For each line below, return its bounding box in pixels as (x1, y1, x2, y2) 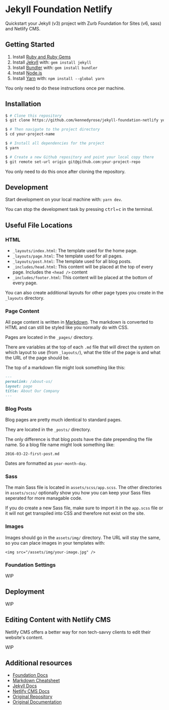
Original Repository (12, 694, 53, 700)
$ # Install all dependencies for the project (5, 141, 105, 146)
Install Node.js (12, 70, 42, 76)
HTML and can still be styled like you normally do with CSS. (5, 325, 129, 331)
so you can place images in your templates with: (5, 540, 106, 546)
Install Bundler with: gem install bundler (12, 64, 98, 70)
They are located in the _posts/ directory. (5, 426, 92, 433)
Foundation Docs (12, 672, 48, 678)
